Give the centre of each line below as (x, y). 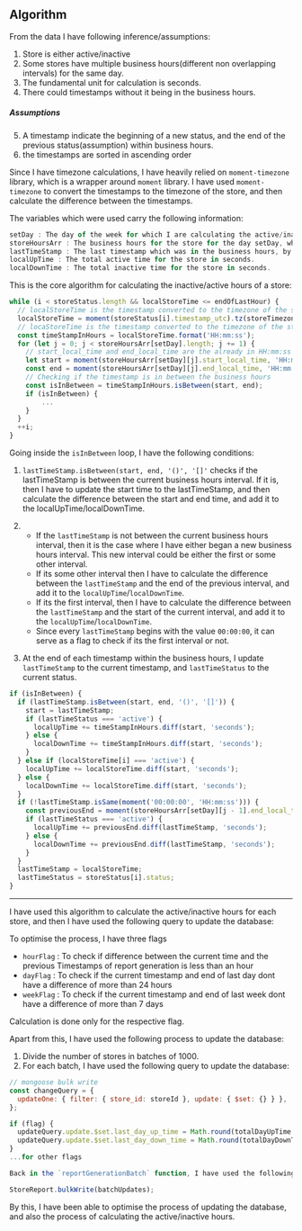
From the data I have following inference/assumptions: (110, 36)
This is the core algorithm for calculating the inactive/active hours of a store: (151, 285)
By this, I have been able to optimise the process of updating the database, (148, 1207)
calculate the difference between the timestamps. (101, 201)
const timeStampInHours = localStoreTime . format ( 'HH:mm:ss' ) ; (136, 335)
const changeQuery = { (52, 1091)
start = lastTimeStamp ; (70, 710)
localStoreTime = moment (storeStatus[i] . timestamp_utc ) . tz (130, 319)
